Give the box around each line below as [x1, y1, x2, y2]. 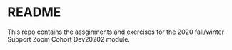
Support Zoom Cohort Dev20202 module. [7, 35, 131, 43]
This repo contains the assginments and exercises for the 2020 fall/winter [7, 27, 225, 36]
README [7, 4, 61, 20]
